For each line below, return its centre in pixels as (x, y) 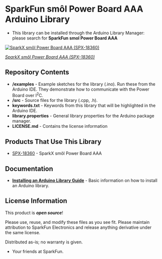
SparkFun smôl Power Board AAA (74, 9)
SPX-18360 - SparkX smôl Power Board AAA (57, 153)
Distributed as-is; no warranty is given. (44, 242)
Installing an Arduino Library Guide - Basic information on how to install (85, 180)
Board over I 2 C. (28, 95)
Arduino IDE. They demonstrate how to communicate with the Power (81, 89)
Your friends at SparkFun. (38, 251)
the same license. (23, 232)
